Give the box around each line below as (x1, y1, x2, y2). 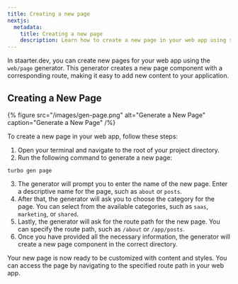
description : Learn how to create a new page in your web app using (20, 37, 227, 44)
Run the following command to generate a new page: (17, 153, 172, 162)
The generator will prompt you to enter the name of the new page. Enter (17, 179, 228, 188)
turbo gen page (7, 167, 52, 174)
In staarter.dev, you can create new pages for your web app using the (7, 56, 210, 65)
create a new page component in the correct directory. (17, 239, 178, 248)
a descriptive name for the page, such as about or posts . (17, 187, 183, 195)
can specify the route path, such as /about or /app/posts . (17, 224, 186, 233)
